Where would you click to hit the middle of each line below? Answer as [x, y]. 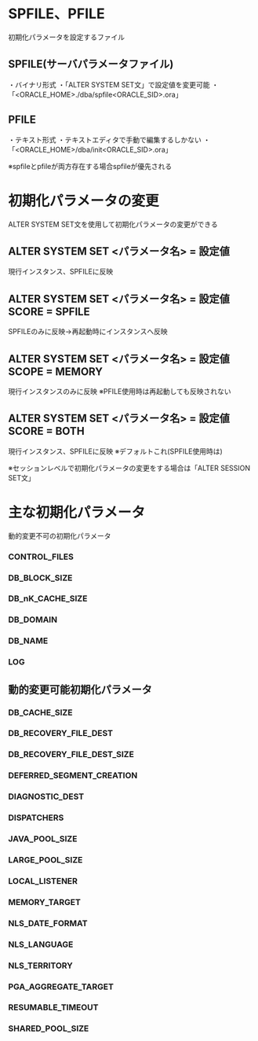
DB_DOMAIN [33, 620]
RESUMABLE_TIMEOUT [53, 1007]
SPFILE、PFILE [56, 14]
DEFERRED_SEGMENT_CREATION [73, 775]
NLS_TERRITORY [40, 966]
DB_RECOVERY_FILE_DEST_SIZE [71, 755]
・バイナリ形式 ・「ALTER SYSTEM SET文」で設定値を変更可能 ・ [114, 84]
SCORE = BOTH [46, 431]
